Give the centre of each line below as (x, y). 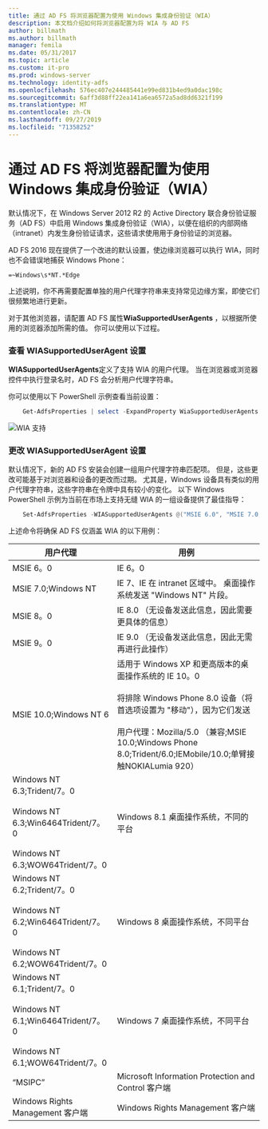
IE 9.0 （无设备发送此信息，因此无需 (185, 637)
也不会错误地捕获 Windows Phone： (67, 260)
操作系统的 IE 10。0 (162, 676)
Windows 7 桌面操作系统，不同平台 (183, 1021)
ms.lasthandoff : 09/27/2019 (55, 120)
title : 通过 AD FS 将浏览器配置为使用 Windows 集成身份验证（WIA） (111, 16)
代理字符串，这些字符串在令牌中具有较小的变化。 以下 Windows (120, 489)
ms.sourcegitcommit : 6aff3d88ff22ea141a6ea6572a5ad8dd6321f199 (116, 98)
